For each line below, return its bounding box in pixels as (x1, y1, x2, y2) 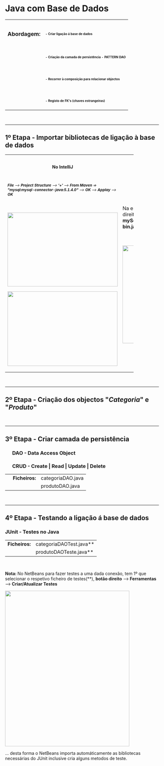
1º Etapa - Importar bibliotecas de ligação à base (5, 133, 155, 142)
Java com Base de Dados (5, 3, 109, 14)
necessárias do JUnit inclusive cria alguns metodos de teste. (5, 755, 127, 761)
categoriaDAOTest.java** (36, 541, 95, 547)
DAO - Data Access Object (12, 449, 76, 456)
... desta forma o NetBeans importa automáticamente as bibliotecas (5, 750, 141, 756)
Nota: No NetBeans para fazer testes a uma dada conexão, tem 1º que (5, 570, 146, 576)
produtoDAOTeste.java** (36, 548, 94, 555)
